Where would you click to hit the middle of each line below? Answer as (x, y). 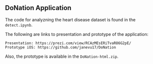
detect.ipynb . (19, 25)
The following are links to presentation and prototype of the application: (77, 34)
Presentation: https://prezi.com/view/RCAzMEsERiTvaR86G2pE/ (68, 43)
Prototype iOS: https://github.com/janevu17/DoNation (61, 47)
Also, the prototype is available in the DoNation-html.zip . (62, 56)
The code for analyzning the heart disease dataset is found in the (70, 19)
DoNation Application (38, 8)
